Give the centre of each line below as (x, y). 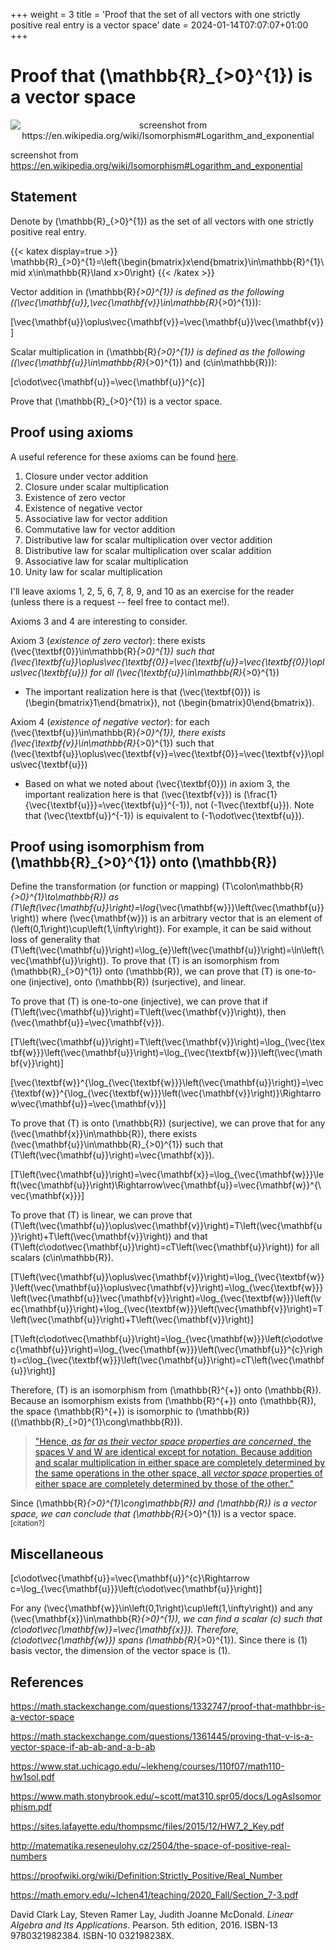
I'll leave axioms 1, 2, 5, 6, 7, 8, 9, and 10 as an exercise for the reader (152, 591)
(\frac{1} (260, 794)
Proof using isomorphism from (107, 846)
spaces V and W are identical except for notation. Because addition (173, 1452)
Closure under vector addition (86, 476)
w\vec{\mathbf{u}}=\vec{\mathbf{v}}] (88, 1104)
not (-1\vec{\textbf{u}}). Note (254, 805)
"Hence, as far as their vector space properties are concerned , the (173, 1441)
